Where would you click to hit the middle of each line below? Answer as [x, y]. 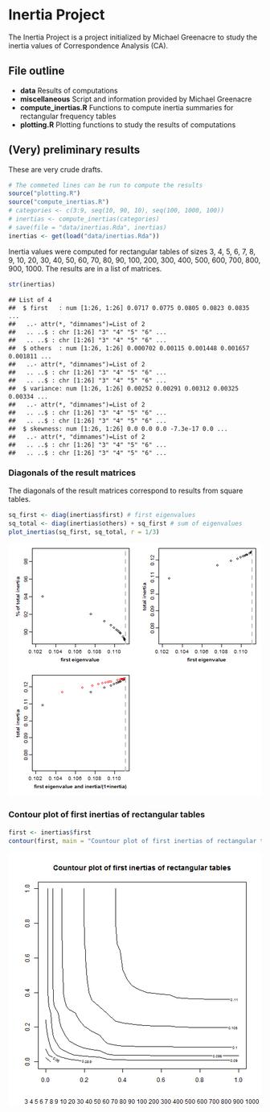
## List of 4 [30, 300]
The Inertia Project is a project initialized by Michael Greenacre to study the [133, 37]
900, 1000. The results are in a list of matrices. [85, 268]
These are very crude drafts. [55, 169]
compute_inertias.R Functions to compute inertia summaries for [127, 107]
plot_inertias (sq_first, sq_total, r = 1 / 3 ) [84, 532]
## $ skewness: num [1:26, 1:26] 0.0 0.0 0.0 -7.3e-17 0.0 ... [118, 428]
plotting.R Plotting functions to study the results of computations [128, 124]
